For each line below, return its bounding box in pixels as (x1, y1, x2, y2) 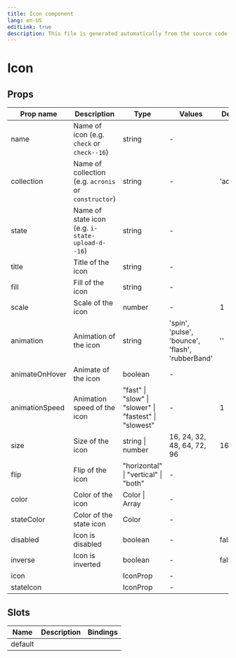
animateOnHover (11, 369, 67, 379)
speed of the (73, 403, 116, 413)
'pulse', (169, 327, 194, 337)
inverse (11, 555, 35, 565)
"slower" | (122, 403, 156, 413)
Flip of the (73, 466, 107, 476)
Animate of (73, 365, 110, 375)
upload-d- (73, 239, 107, 247)
